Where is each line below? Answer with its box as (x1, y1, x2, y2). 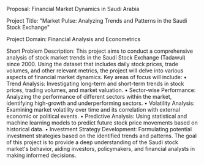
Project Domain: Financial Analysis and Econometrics (6, 36, 141, 42)
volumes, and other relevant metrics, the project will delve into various (6, 67, 184, 74)
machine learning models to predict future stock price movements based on (6, 119, 198, 126)
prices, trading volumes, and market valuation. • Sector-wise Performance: (6, 86, 196, 94)
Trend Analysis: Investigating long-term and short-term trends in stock (6, 80, 184, 87)
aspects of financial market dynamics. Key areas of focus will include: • (6, 74, 187, 80)
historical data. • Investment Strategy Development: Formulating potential (6, 126, 192, 132)
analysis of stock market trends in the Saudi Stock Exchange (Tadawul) (6, 54, 186, 61)
